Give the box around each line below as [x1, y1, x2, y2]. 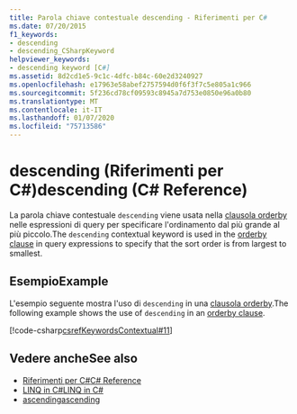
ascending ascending [22, 393, 101, 405]
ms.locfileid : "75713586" [9, 122, 106, 131]
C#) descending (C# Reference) [9, 180, 248, 201]
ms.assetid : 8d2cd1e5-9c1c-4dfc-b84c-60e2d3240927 [9, 72, 203, 81]
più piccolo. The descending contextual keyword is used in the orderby [9, 229, 267, 239]
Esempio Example [9, 274, 109, 289]
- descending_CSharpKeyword [9, 47, 115, 56]
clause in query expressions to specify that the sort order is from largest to [9, 238, 287, 248]
